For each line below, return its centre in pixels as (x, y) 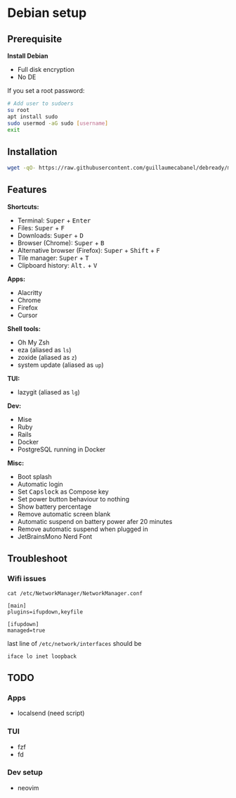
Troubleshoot (38, 559)
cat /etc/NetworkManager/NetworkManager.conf (75, 593)
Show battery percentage (54, 506)
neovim (28, 787)
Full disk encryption (46, 69)
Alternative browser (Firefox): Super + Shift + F (88, 250)
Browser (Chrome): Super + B (61, 243)
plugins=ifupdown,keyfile (45, 612)
